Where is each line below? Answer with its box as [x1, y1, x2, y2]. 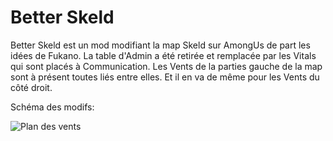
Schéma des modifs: [10, 101, 95, 113]
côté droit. [10, 81, 53, 93]
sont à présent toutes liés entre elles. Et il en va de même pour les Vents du [10, 71, 320, 83]
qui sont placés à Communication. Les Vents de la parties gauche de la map [10, 60, 323, 72]
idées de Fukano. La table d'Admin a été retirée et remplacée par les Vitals [10, 49, 317, 61]
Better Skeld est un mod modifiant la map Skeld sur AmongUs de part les [10, 39, 311, 51]
